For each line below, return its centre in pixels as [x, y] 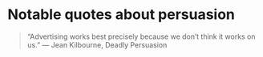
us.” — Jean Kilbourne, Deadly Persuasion [97, 44]
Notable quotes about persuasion [121, 15]
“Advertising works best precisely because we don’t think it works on [141, 36]
